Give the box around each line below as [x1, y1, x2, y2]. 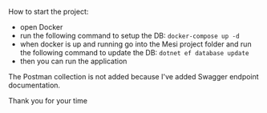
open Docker [19, 22, 63, 31]
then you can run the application [19, 56, 127, 66]
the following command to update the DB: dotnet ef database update [19, 48, 249, 57]
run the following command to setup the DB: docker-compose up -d [19, 31, 240, 40]
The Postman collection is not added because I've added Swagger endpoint [8, 72, 259, 81]
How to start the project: [8, 7, 89, 16]
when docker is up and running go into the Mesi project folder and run [19, 39, 252, 49]
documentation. [8, 80, 61, 90]
